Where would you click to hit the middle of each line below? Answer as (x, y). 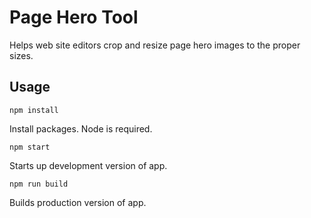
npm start (30, 147)
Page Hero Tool (74, 17)
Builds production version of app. (78, 202)
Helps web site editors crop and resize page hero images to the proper (155, 45)
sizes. (21, 55)
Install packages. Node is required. (81, 128)
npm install (34, 110)
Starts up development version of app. (88, 165)
